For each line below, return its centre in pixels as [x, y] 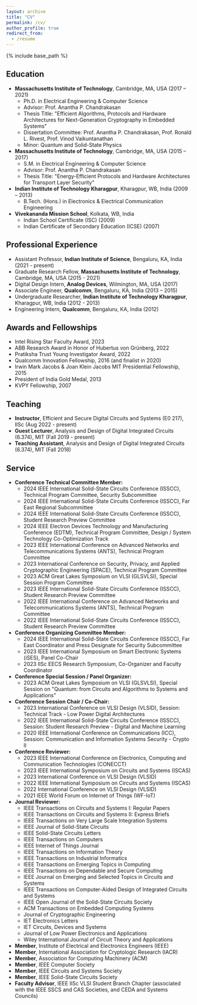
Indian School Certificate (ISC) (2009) [69, 220]
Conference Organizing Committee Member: [70, 633]
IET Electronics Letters [51, 921]
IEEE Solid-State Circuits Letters [62, 833]
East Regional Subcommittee [58, 508]
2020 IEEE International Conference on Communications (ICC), [99, 733]
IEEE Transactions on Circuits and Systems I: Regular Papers [97, 808]
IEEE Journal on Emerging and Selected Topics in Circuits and [98, 877]
